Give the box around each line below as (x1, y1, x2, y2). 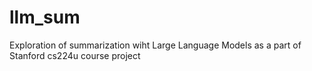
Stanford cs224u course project (9, 49, 141, 61)
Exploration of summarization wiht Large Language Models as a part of (9, 39, 302, 51)
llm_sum (9, 6, 81, 29)
